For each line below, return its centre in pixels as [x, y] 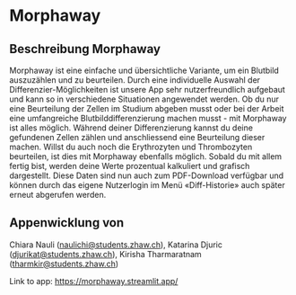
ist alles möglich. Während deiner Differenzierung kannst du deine [131, 128]
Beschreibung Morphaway [85, 49]
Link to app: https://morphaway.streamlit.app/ [94, 281]
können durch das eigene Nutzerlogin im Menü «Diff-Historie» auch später [147, 185]
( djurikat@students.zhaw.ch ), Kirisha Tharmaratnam [105, 254]
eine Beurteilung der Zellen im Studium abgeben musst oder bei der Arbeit [147, 108]
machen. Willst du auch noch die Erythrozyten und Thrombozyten [131, 147]
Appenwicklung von [67, 223]
